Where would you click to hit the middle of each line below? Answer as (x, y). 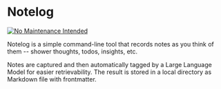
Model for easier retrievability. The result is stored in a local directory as (109, 72)
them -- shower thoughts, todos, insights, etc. (73, 51)
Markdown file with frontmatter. (52, 79)
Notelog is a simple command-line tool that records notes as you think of (110, 44)
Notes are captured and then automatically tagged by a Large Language (109, 64)
